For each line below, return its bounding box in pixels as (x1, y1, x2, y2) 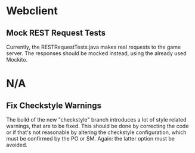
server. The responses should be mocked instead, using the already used (6, 50, 187, 57)
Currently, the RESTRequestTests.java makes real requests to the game (6, 43, 181, 50)
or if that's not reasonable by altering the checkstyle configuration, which (6, 129, 187, 136)
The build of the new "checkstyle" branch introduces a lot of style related (6, 116, 187, 123)
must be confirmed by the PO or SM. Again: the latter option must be (6, 135, 175, 142)
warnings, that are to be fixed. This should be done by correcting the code (6, 123, 189, 129)
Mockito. (6, 56, 28, 63)
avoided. (6, 141, 28, 148)
